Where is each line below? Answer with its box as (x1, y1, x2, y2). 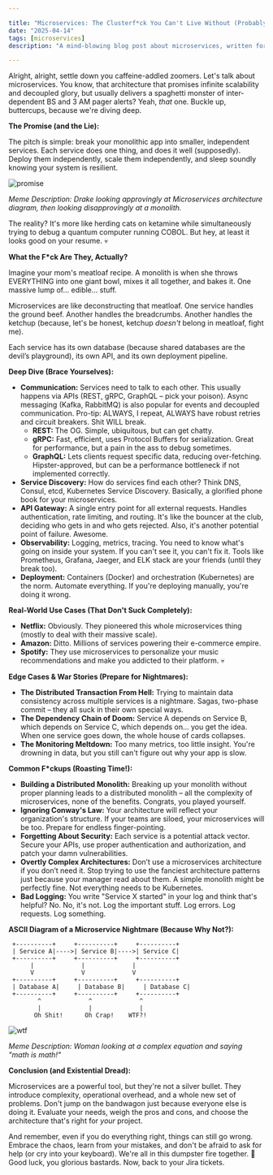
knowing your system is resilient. (8, 163, 119, 173)
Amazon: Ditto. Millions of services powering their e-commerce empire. (19, 638, 262, 648)
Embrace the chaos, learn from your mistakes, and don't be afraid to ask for (8, 1140, 262, 1150)
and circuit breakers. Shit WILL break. (19, 417, 146, 427)
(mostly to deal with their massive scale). (19, 630, 158, 640)
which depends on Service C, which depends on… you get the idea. (19, 722, 248, 732)
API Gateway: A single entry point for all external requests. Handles (19, 503, 248, 513)
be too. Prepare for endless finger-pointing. (19, 823, 167, 832)
